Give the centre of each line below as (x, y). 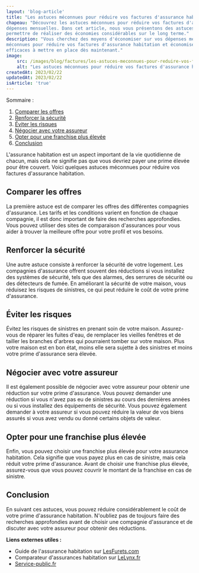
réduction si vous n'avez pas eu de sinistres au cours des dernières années (98, 399)
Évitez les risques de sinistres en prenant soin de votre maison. (83, 329)
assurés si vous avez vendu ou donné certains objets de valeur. (84, 418)
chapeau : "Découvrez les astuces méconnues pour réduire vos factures (95, 23)
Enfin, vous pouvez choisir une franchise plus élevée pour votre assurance (97, 452)
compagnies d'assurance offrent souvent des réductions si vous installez (95, 271)
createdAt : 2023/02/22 (34, 72)
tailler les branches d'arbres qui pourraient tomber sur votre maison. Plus (95, 341)
